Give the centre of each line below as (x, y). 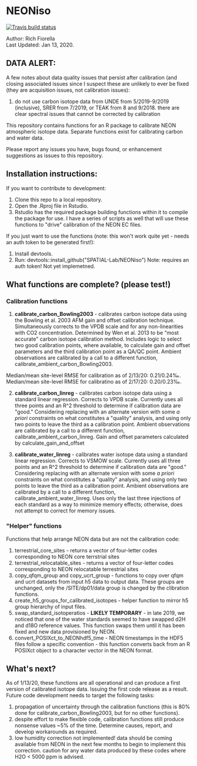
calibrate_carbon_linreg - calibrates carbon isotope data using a (93, 393)
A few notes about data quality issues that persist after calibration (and (92, 77)
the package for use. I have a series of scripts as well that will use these (101, 218)
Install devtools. (34, 254)
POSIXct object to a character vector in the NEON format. (84, 650)
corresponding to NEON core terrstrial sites (67, 557)
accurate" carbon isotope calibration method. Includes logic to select (98, 339)
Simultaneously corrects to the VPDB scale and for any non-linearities (99, 327)
